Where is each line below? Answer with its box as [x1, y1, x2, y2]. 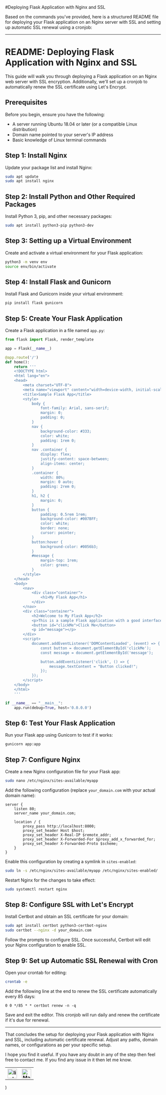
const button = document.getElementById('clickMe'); [40, 645, 152, 651]
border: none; [40, 526, 70, 531]
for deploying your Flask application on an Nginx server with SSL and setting [5, 19, 161, 25]
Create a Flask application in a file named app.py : [5, 328, 105, 334]
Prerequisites [5, 98, 47, 107]
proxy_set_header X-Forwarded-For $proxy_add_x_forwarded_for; [23, 836, 156, 842]
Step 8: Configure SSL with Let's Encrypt [5, 900, 134, 909]
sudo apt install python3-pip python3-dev [5, 223, 94, 228]
